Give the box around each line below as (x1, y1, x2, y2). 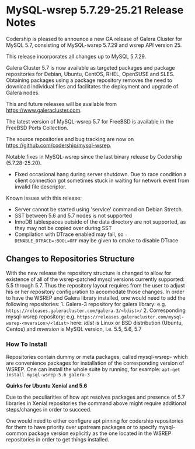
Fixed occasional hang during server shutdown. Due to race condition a (14, 170, 187, 177)
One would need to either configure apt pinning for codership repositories (6, 417, 184, 424)
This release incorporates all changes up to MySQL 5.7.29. (6, 53, 147, 60)
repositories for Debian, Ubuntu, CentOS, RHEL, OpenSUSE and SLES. (6, 70, 175, 77)
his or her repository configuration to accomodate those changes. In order (6, 288, 185, 295)
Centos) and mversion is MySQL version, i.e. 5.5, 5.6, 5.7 (6, 325, 142, 333)
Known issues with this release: (6, 194, 82, 201)
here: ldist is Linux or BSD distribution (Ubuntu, (69, 319, 183, 326)
